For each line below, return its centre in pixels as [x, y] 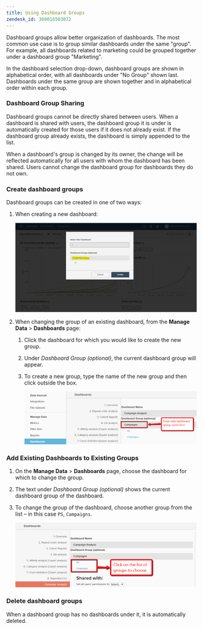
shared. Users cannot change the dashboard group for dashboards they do [100, 167]
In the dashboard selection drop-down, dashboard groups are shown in [95, 68]
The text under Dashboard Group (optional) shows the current [92, 489]
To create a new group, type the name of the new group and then [105, 376]
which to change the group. [49, 478]
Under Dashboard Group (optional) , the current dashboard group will [110, 358]
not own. [17, 173]
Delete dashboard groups [44, 601]
